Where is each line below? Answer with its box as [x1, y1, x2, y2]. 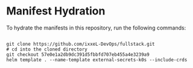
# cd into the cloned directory [6, 46, 87, 52]
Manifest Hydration [6, 4, 106, 18]
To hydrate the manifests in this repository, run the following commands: [6, 24, 186, 31]
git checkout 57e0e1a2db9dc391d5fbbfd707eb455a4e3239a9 [6, 51, 150, 58]
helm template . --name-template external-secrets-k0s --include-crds [6, 57, 188, 63]
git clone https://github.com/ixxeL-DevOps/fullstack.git [6, 41, 155, 47]
